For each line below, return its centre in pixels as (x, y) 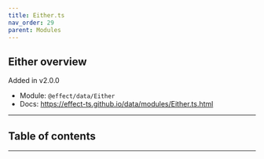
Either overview (48, 61)
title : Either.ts (37, 15)
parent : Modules (35, 30)
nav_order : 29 (31, 23)
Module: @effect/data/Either (67, 96)
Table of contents (52, 136)
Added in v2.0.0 (34, 81)
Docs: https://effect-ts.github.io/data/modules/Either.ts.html (116, 104)
